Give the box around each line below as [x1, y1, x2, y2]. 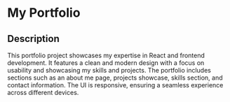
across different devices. [7, 89, 79, 96]
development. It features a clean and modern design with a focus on [7, 59, 205, 67]
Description [7, 33, 60, 45]
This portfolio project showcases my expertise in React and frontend [7, 51, 205, 59]
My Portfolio [7, 5, 81, 21]
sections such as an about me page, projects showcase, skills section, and [7, 73, 223, 82]
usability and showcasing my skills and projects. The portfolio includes [7, 66, 212, 74]
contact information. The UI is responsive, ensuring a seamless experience [7, 81, 224, 89]
